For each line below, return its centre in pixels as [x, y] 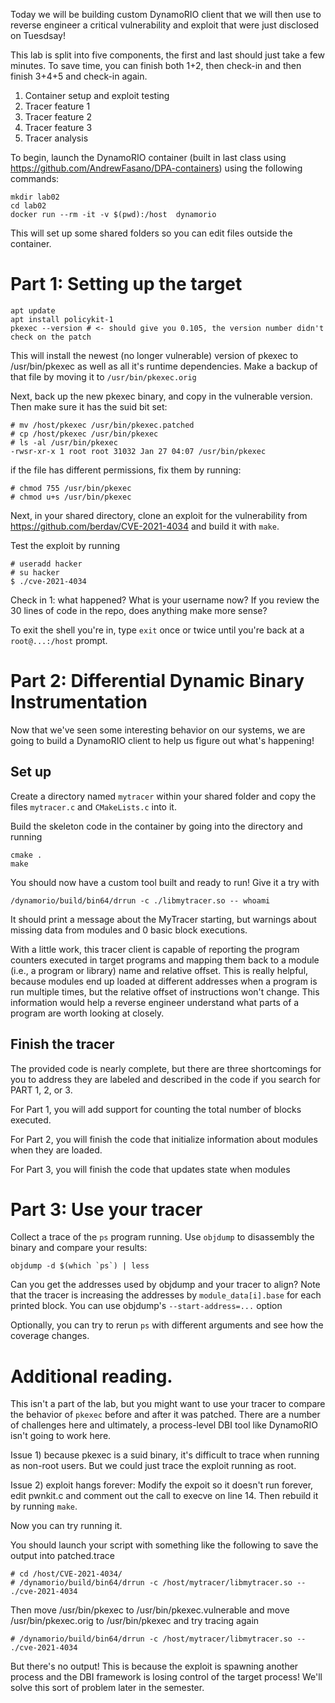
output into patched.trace [62, 1556]
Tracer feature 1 [57, 106]
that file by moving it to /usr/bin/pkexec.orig [103, 376]
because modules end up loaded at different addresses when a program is [164, 981]
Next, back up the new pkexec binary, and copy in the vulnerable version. [161, 396]
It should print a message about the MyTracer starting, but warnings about [163, 919]
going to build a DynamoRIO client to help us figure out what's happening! [162, 740]
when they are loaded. [56, 1150]
